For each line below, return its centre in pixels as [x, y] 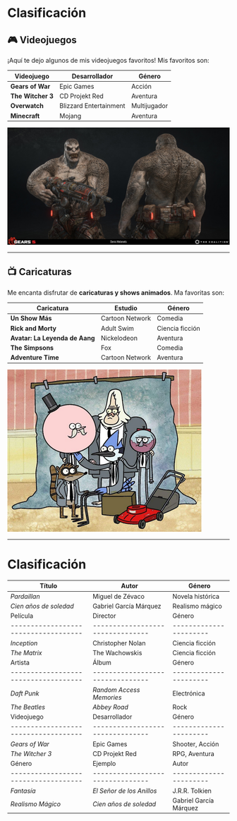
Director [104, 616]
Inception [24, 643]
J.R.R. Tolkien [192, 791]
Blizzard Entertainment [92, 106]
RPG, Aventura [194, 753]
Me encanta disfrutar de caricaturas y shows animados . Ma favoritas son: [116, 292]
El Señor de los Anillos [125, 791]
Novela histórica [196, 596]
